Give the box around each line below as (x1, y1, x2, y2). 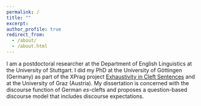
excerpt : (6, 20, 29, 26)
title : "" (6, 15, 32, 21)
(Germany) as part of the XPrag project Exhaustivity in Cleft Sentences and (6, 73, 196, 80)
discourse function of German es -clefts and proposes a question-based (6, 86, 188, 93)
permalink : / (6, 9, 40, 15)
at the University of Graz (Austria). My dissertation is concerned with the (6, 79, 189, 86)
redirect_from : (6, 32, 45, 38)
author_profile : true (6, 26, 62, 32)
